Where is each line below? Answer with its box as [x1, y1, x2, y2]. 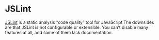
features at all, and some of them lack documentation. [5, 29, 113, 35]
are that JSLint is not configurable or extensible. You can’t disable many [5, 24, 149, 30]
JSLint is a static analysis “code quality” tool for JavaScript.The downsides [5, 19, 154, 25]
